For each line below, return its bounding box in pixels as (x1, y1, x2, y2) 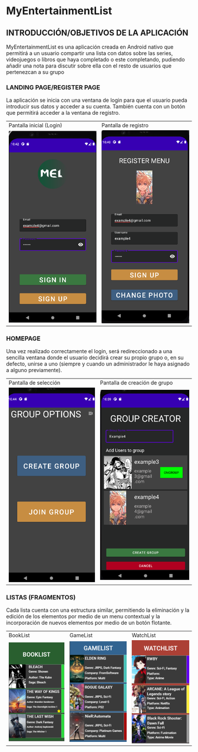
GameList (70, 631, 93, 638)
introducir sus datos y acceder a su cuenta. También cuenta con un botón (6, 103, 186, 110)
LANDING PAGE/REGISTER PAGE (6, 83, 100, 91)
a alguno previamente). (6, 366, 62, 373)
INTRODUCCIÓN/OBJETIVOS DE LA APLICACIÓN (6, 28, 189, 38)
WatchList (131, 631, 156, 638)
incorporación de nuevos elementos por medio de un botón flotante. (6, 619, 172, 626)
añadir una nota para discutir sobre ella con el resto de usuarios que (6, 62, 172, 69)
